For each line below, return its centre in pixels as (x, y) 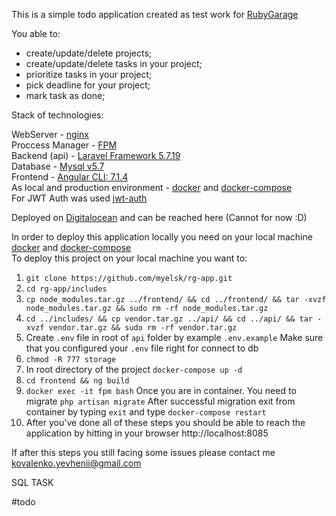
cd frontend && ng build (77, 381)
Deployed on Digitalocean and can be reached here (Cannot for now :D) (159, 217)
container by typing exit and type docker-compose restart (146, 412)
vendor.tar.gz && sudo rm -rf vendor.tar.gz (143, 328)
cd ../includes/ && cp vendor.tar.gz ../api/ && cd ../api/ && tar (169, 319)
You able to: (36, 33)
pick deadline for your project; (88, 85)
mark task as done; (65, 95)
